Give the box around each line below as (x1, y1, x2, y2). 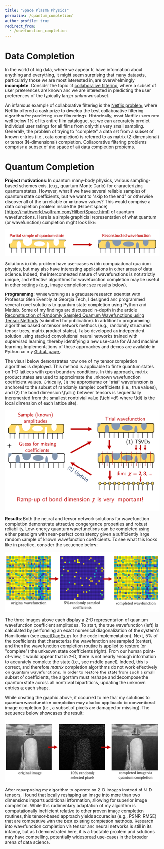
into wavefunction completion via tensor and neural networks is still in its (5, 823, 152, 829)
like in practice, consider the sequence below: (5, 542, 98, 548)
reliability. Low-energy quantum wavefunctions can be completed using (5, 526, 150, 532)
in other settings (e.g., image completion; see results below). (5, 282, 127, 288)
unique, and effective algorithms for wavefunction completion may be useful (5, 276, 159, 282)
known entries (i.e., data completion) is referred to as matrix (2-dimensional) (5, 134, 159, 140)
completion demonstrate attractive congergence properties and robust (5, 521, 148, 527)
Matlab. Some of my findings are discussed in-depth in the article (5, 307, 137, 313)
